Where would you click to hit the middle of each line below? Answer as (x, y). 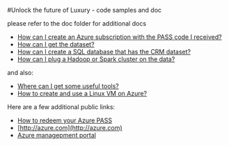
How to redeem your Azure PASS (65, 120)
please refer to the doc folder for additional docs (77, 23)
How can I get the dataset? (56, 44)
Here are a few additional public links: (61, 107)
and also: (20, 73)
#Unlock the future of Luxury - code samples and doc (85, 10)
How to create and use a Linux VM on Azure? (82, 94)
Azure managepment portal (56, 135)
